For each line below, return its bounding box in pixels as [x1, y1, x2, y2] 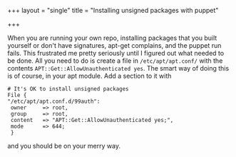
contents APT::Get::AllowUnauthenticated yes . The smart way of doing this [7, 64, 230, 72]
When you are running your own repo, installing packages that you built [7, 34, 217, 42]
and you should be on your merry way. [7, 142, 121, 150]
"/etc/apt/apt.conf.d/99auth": [7, 98, 101, 105]
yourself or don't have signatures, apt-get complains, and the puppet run [7, 41, 222, 49]
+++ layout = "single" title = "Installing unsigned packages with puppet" [7, 6, 219, 14]
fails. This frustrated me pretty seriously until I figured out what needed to [7, 49, 225, 57]
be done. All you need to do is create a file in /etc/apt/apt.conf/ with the [7, 56, 223, 65]
